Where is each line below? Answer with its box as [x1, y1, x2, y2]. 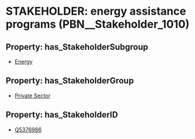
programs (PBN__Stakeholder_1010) [5, 17, 190, 31]
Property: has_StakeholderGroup [5, 75, 134, 86]
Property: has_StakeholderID [5, 110, 118, 120]
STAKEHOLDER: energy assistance [5, 4, 186, 18]
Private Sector [14, 92, 51, 99]
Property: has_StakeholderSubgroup [5, 42, 149, 52]
